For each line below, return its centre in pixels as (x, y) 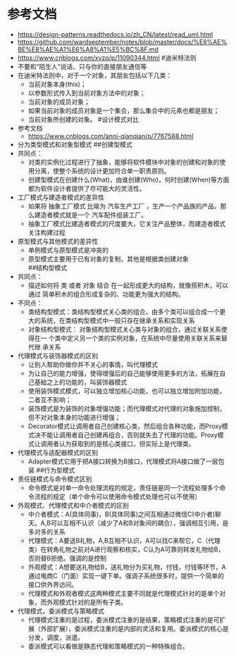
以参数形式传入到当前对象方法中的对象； (87, 93)
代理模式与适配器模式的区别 (58, 452)
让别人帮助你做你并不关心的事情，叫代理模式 (93, 364)
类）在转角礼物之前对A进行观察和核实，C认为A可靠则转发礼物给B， (126, 549)
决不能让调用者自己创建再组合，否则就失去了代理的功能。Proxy (126, 434)
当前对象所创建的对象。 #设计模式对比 (83, 119)
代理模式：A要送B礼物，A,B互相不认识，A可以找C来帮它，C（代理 (124, 540)
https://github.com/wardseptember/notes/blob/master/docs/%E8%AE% (122, 42)
